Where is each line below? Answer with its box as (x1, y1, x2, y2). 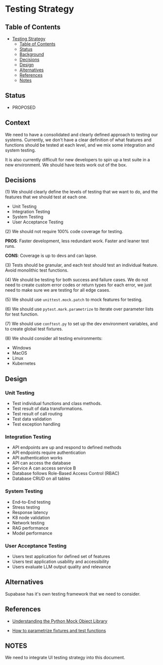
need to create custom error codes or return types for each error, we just (5, 282, 152, 288)
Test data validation (12, 416, 52, 422)
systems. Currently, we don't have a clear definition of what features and (5, 137, 152, 143)
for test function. (5, 311, 39, 317)
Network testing (12, 519, 45, 526)
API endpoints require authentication (12, 450, 86, 455)
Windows (12, 345, 31, 351)
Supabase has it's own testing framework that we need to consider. (5, 591, 141, 597)
